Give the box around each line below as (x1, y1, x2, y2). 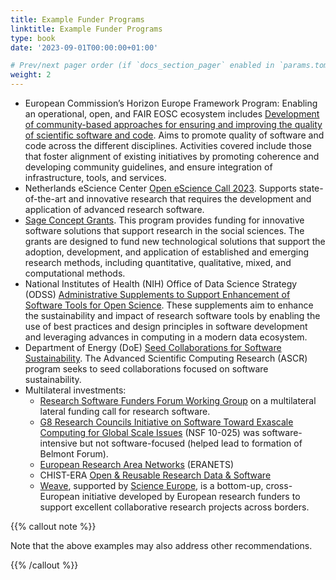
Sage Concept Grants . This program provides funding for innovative (24, 214, 305, 226)
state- (298, 182, 324, 194)
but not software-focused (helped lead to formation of (79, 437, 303, 449)
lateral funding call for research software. (39, 406, 211, 417)
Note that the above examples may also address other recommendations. (10, 540, 313, 551)
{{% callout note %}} (10, 521, 97, 532)
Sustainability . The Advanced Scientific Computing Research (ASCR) (24, 352, 308, 364)
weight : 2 (10, 70, 52, 80)
